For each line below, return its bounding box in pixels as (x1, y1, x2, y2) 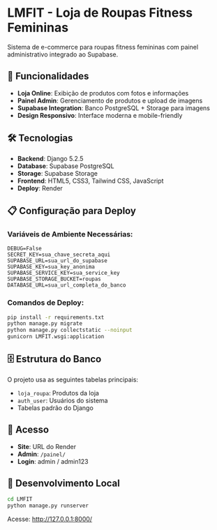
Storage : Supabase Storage (17, 169, 98, 177)
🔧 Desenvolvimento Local (7, 478, 120, 490)
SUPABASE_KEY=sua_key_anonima (7, 264, 96, 271)
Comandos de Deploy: (7, 298, 84, 308)
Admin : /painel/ (17, 450, 66, 458)
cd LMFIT (7, 496, 33, 503)
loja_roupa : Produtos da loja (17, 388, 100, 397)
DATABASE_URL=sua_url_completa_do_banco (7, 282, 127, 289)
